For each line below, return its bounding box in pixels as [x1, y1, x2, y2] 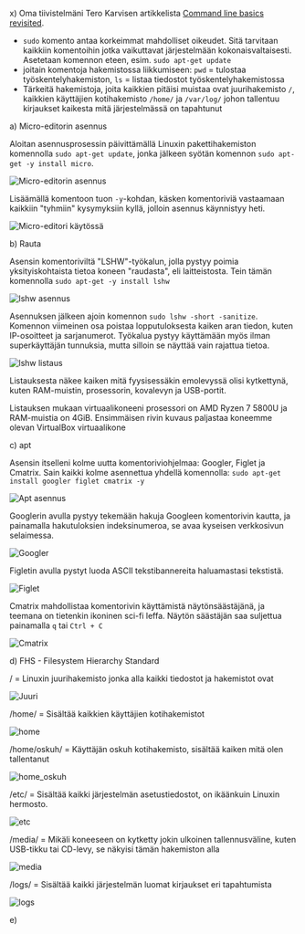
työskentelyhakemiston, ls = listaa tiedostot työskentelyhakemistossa [22, 74, 285, 85]
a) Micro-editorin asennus [9, 121, 108, 131]
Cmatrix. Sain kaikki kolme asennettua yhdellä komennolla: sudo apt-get [9, 467, 281, 477]
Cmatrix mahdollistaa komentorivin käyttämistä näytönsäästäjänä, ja [9, 601, 265, 611]
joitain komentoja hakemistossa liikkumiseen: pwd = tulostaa [22, 64, 247, 75]
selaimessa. [9, 530, 55, 540]
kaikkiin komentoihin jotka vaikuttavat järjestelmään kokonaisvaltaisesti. [22, 45, 292, 56]
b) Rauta [9, 238, 42, 249]
